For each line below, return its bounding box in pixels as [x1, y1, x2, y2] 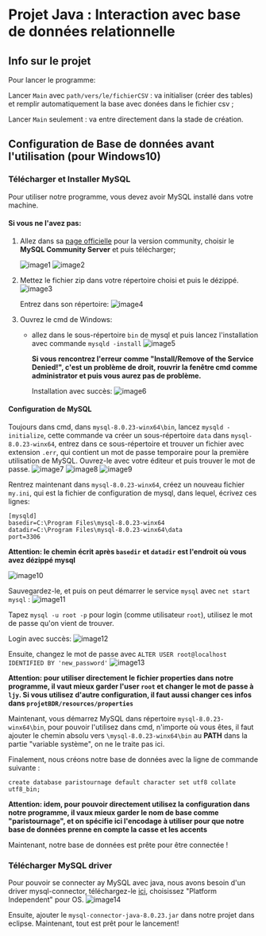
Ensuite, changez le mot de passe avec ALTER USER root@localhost [8, 650, 228, 659]
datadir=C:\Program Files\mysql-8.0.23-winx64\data [8, 526, 183, 534]
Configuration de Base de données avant [8, 138, 214, 151]
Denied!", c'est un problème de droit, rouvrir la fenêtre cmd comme [31, 362, 258, 371]
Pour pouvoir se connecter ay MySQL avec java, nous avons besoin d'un [8, 878, 246, 887]
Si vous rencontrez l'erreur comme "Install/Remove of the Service [31, 354, 254, 363]
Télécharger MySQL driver [8, 860, 113, 872]
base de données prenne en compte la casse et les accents [8, 825, 208, 834]
